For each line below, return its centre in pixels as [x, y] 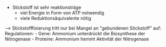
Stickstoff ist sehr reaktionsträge [47, 7]
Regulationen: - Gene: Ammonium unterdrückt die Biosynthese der [75, 33]
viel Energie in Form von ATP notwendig [62, 13]
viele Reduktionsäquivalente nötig [56, 18]
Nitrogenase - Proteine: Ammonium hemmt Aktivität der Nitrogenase [77, 39]
